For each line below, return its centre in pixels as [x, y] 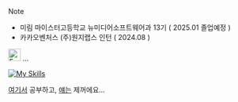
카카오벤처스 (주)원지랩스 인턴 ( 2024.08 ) [85, 37]
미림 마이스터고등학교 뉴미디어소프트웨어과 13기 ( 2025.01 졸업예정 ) [125, 27]
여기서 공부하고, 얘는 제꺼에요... [57, 90]
